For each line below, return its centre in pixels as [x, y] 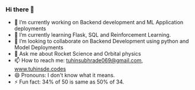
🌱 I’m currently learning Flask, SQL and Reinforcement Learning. [92, 35]
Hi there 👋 [20, 9]
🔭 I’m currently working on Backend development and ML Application [99, 22]
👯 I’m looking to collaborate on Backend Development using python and [101, 41]
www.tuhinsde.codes [40, 69]
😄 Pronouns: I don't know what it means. [64, 75]
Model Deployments [39, 47]
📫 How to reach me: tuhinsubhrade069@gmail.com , [79, 60]
